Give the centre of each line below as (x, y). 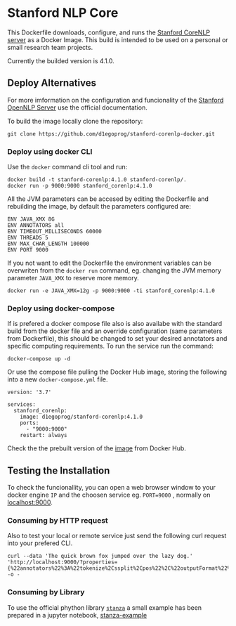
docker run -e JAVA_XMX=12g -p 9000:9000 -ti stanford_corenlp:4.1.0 (111, 291)
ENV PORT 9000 (28, 250)
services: (22, 405)
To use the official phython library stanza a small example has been (105, 607)
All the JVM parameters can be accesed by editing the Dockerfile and (108, 199)
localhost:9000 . (30, 502)
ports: (29, 423)
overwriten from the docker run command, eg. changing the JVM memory (114, 270)
